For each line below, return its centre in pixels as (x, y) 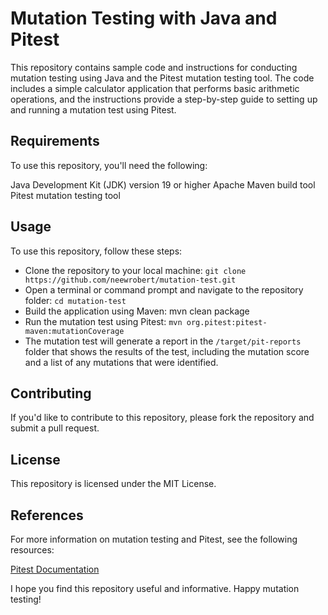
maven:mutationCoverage (74, 331)
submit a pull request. (55, 428)
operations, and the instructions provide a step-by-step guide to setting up (164, 99)
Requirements (55, 141)
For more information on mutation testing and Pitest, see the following (154, 539)
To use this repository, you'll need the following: (109, 165)
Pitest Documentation (55, 569)
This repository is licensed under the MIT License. (113, 484)
